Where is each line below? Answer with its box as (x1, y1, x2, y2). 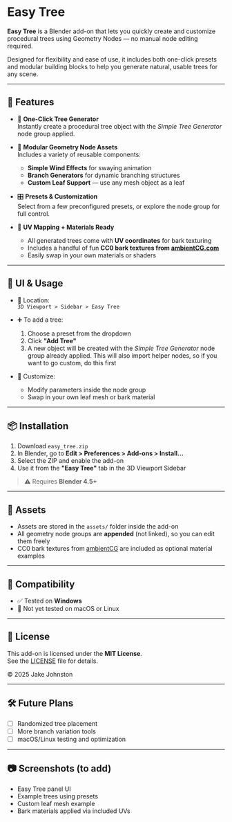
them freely (17, 537, 50, 545)
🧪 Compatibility (7, 578, 75, 590)
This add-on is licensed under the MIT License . (7, 649, 143, 657)
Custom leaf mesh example (17, 799, 95, 807)
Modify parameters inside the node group (27, 385, 146, 394)
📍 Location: (17, 295, 50, 304)
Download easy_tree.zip (17, 442, 88, 450)
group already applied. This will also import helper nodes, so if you (27, 351, 217, 360)
